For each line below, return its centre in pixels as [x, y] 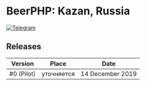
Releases [24, 47]
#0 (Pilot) [23, 73]
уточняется [58, 73]
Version [23, 63]
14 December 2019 [109, 73]
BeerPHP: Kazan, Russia [68, 11]
